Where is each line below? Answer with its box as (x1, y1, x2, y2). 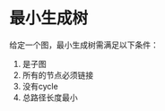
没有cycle (22, 81, 58, 91)
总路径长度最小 (22, 91, 78, 103)
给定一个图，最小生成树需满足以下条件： (9, 39, 159, 50)
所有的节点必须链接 (22, 69, 94, 81)
